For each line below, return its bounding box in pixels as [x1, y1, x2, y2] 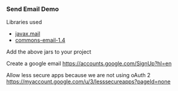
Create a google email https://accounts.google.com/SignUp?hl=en [6, 60, 172, 67]
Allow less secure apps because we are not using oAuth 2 [6, 72, 151, 79]
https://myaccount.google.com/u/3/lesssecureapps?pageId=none [6, 78, 171, 86]
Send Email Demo [6, 5, 59, 13]
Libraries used [6, 19, 42, 26]
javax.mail [15, 30, 41, 37]
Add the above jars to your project [6, 48, 92, 55]
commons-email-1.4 [15, 37, 65, 44]
